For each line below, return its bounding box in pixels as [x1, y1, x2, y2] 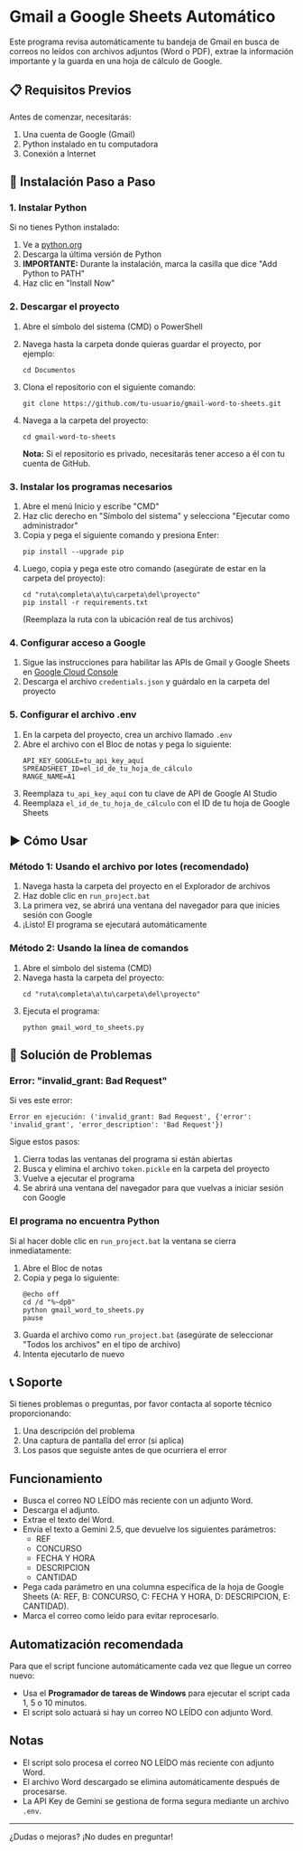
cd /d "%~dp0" [22, 1298, 76, 1307]
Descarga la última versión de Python [22, 249, 162, 260]
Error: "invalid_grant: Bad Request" [9, 1074, 168, 1087]
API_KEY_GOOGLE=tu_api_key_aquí [22, 756, 144, 765]
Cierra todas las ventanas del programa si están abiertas [22, 1154, 233, 1165]
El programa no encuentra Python [9, 1214, 161, 1227]
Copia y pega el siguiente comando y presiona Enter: [22, 530, 219, 541]
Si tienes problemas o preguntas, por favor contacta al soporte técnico [9, 1399, 272, 1410]
